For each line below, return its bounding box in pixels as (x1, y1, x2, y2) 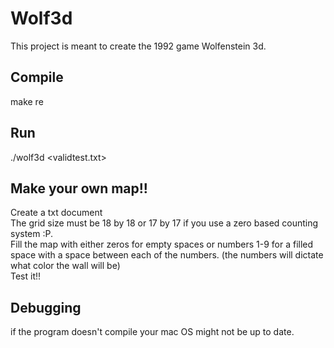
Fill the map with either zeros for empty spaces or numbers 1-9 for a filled (10, 238, 314, 251)
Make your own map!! (10, 180, 148, 197)
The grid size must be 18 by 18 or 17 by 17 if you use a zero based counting (10, 217, 319, 229)
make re (10, 95, 44, 107)
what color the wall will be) (10, 260, 121, 272)
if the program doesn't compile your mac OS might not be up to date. (10, 326, 295, 338)
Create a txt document (10, 207, 103, 219)
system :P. (10, 228, 53, 240)
